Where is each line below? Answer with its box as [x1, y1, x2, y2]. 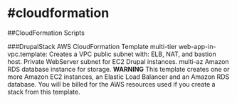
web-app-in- [178, 42, 216, 50]
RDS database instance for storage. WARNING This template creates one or [7, 65, 230, 73]
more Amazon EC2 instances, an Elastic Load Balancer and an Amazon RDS [7, 72, 230, 81]
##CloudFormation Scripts [7, 28, 85, 37]
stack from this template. [7, 87, 80, 96]
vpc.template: [7, 50, 48, 58]
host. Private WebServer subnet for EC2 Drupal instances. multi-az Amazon [7, 57, 229, 65]
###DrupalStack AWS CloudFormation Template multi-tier [7, 42, 177, 50]
